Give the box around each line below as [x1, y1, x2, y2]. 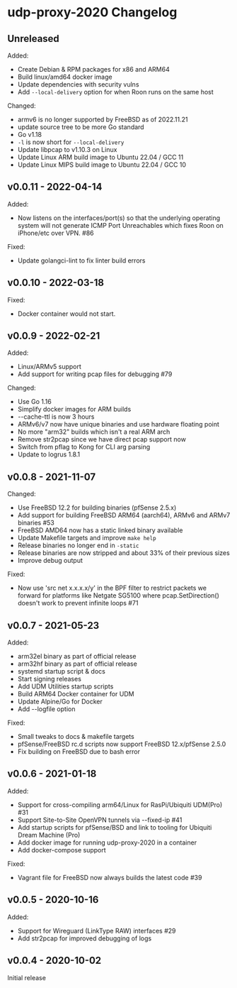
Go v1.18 [17, 131, 42, 138]
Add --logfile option [17, 705, 76, 713]
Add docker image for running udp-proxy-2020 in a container [17, 838, 197, 847]
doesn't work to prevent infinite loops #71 [17, 599, 139, 608]
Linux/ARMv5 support [17, 363, 81, 371]
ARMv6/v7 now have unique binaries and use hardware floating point [17, 420, 219, 429]
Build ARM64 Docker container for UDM [17, 690, 134, 698]
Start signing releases [17, 675, 81, 684]
